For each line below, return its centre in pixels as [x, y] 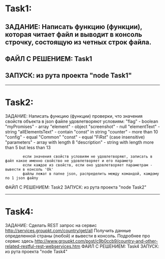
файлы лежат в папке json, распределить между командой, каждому [91, 174]
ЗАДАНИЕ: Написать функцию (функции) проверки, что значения [74, 116]
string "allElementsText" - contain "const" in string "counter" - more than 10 [82, 131]
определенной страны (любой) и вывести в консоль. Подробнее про [78, 236]
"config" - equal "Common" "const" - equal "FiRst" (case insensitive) [75, 137]
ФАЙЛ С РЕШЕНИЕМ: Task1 [49, 59]
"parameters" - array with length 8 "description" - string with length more [79, 142]
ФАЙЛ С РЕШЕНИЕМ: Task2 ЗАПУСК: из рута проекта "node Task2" [76, 187]
